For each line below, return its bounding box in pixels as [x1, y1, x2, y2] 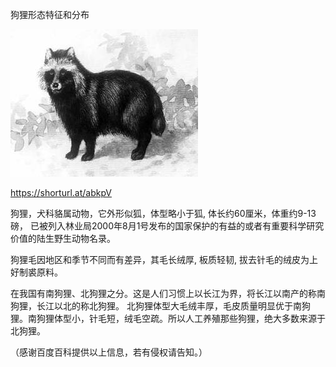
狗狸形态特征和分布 [10, 9, 90, 20]
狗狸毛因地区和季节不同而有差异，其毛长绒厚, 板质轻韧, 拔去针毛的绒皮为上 [10, 254, 318, 265]
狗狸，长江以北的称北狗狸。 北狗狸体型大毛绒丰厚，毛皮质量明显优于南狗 [10, 300, 311, 312]
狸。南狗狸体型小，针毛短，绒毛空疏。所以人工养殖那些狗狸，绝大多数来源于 [10, 313, 326, 324]
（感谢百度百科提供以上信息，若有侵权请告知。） [10, 346, 208, 358]
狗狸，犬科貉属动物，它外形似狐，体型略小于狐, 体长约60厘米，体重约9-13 [10, 208, 317, 219]
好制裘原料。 [10, 266, 63, 278]
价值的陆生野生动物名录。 [10, 233, 116, 244]
